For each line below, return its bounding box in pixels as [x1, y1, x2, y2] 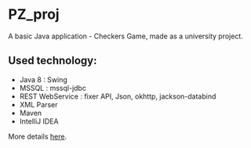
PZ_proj [8, 5, 60, 23]
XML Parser [19, 99, 58, 109]
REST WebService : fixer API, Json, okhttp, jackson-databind [19, 92, 216, 101]
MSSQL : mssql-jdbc [19, 83, 86, 92]
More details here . [8, 132, 67, 141]
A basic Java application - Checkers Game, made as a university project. [8, 31, 243, 41]
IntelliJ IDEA [19, 116, 59, 126]
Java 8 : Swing [19, 74, 68, 84]
